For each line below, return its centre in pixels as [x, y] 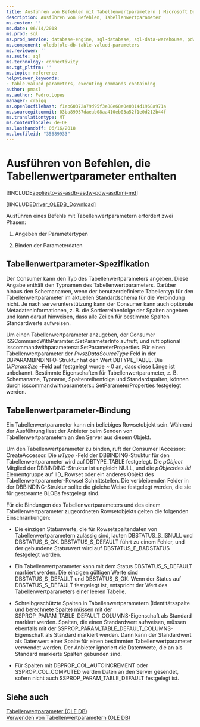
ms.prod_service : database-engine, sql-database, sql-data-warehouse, [96, 39]
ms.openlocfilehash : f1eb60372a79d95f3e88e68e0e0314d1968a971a [86, 106]
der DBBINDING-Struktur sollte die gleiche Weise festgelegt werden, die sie [99, 487]
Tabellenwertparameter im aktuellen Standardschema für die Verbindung [96, 297]
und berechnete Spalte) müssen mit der [63, 609]
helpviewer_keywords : [33, 78]
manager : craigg [26, 100]
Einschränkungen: [28, 518]
